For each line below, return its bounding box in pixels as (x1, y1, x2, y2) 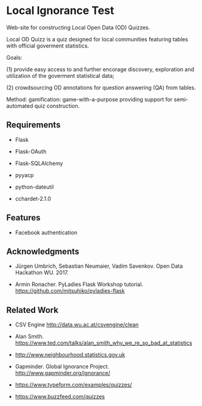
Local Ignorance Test (6, 4, 114, 18)
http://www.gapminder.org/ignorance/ (15, 369, 110, 377)
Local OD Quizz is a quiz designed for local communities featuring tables (6, 35, 188, 43)
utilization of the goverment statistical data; (6, 72, 115, 79)
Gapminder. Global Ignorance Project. (15, 363, 109, 370)
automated (6, 102, 33, 110)
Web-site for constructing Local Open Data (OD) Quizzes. (6, 24, 150, 31)
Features (6, 212, 41, 223)
